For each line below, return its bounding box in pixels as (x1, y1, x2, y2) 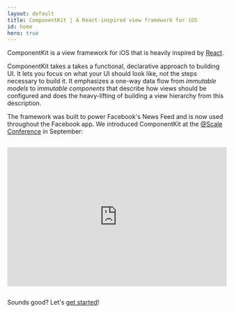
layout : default (7, 10, 54, 17)
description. (7, 99, 42, 108)
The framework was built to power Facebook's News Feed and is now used (7, 113, 224, 121)
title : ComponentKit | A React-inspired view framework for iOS (7, 17, 198, 24)
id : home (7, 23, 33, 30)
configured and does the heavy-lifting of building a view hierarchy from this (7, 92, 224, 100)
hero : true (7, 29, 39, 37)
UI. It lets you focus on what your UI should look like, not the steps (7, 70, 197, 78)
